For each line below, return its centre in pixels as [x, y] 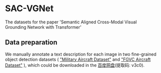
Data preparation [31, 43]
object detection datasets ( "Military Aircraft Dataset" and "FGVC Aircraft [78, 59]
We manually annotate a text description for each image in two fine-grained [81, 54]
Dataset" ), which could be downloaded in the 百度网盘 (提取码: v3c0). [75, 65]
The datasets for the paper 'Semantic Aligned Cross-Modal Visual [71, 22]
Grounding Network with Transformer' [43, 27]
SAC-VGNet [29, 9]
